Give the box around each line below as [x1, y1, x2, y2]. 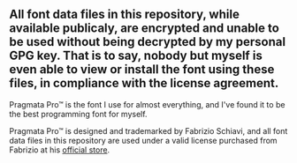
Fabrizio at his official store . [9, 144, 110, 155]
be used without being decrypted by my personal [9, 34, 286, 49]
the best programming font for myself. [9, 108, 148, 119]
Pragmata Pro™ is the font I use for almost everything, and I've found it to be [9, 99, 286, 109]
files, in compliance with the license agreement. [9, 76, 279, 91]
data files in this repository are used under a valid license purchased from [9, 135, 278, 145]
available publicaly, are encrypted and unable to [9, 21, 280, 36]
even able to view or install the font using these [9, 62, 275, 78]
